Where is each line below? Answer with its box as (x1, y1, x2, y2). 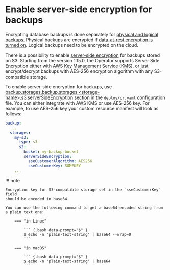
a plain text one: (5, 209, 44, 215)
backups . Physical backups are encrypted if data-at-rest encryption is (5, 37, 153, 43)
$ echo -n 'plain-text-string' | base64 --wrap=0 (23, 232, 131, 237)
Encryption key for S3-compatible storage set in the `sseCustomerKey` (5, 187, 161, 192)
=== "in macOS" (14, 245, 47, 251)
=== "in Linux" (14, 218, 47, 224)
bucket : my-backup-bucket (23, 149, 79, 154)
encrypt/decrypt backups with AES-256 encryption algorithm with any (5, 68, 153, 75)
